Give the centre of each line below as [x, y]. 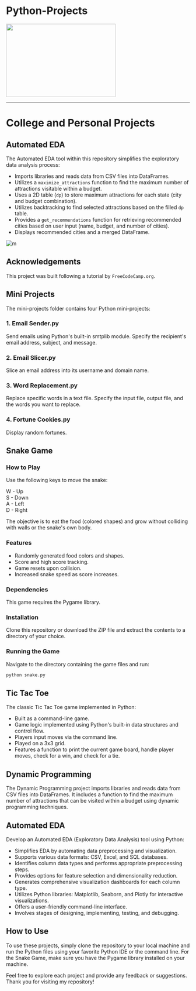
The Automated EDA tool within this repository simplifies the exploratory [93, 159]
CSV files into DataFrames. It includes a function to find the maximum [90, 794]
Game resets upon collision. [48, 568]
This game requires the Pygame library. [53, 602]
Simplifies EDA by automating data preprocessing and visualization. [95, 851]
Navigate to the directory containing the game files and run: [78, 664]
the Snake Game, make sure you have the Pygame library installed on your [95, 958]
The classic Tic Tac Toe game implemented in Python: [71, 707]
